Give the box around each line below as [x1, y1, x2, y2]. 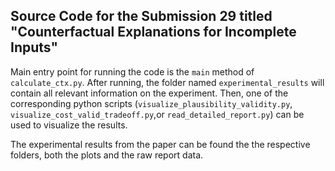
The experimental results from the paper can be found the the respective [10, 138, 311, 150]
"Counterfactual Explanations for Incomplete [10, 24, 297, 41]
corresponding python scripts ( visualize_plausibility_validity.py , [10, 97, 293, 109]
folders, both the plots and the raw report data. [10, 149, 204, 161]
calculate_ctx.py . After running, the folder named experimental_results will [10, 76, 325, 88]
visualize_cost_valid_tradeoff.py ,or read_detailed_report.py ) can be [10, 108, 305, 120]
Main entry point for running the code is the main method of [10, 65, 255, 78]
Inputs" [10, 39, 59, 56]
